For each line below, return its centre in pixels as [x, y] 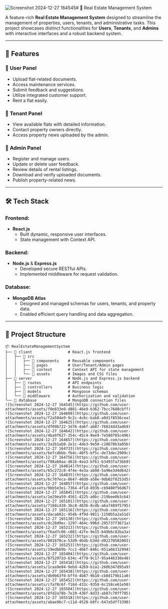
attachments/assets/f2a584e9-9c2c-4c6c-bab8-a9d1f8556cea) [68, 418]
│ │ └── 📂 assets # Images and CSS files [61, 374]
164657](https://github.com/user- [95, 440]
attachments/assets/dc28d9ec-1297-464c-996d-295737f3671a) [68, 523]
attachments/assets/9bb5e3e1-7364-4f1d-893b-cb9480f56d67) [68, 488]
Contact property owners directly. [47, 129]
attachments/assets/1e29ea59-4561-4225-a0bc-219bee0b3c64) [68, 497]
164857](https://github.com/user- [95, 484]
